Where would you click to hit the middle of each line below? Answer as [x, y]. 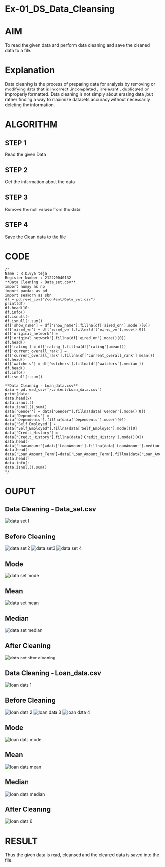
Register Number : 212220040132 [38, 278]
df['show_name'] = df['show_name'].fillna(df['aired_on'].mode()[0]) [78, 326]
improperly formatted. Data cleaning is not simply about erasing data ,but [79, 94]
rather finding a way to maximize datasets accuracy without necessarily [78, 100]
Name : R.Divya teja [26, 274]
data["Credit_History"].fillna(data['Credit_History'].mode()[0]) [74, 437]
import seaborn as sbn [28, 295]
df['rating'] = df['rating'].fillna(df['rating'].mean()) [66, 347]
